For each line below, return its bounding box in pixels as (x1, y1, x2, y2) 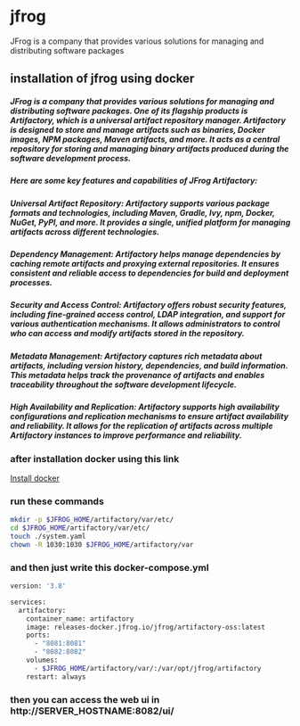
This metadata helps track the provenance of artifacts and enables (10, 369, 265, 380)
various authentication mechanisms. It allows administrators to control (10, 318, 280, 329)
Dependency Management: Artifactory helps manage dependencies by (10, 249, 281, 260)
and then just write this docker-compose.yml (10, 561, 209, 573)
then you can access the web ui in (10, 693, 160, 705)
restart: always (26, 672, 87, 681)
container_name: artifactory (26, 614, 134, 623)
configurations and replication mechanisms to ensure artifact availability (10, 411, 288, 422)
